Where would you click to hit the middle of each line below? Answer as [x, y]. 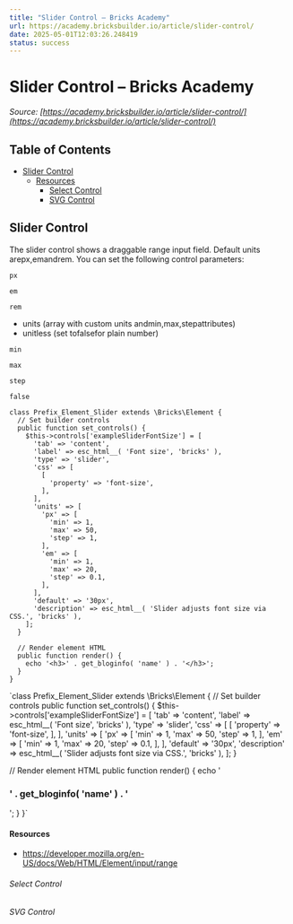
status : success [39, 43]
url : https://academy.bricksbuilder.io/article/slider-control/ [132, 26]
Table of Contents [60, 149]
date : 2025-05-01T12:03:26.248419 [74, 34]
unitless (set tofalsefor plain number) [90, 333]
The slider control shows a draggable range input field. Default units [135, 249]
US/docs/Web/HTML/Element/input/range [100, 863]
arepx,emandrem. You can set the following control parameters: [127, 259]
